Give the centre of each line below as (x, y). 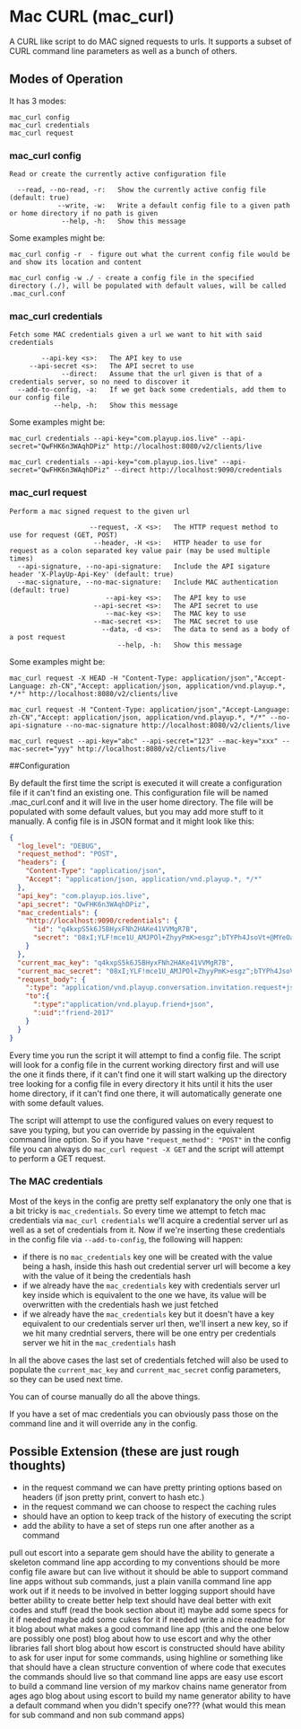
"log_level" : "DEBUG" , (60, 846)
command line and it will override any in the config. (103, 1423)
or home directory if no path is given (84, 214)
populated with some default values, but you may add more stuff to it (137, 811)
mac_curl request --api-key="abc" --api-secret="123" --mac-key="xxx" (144, 741)
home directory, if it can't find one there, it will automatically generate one (146, 1093)
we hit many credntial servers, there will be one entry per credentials (149, 1333)
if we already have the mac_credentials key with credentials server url (151, 1285)
